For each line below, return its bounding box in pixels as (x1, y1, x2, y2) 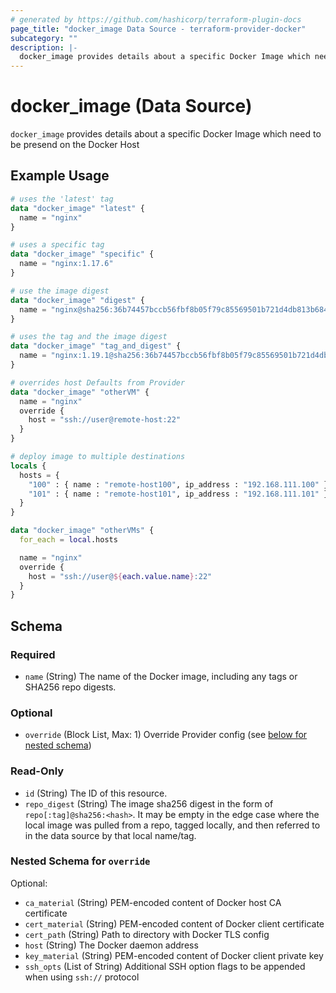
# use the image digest (10, 286, 110, 296)
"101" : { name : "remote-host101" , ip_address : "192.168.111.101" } (28, 489, 329, 499)
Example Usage (10, 167, 110, 185)
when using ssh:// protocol (24, 971, 140, 983)
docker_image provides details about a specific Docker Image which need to (10, 128, 322, 140)
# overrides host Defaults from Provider (10, 377, 186, 388)
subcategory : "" (10, 33, 78, 43)
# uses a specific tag (10, 240, 105, 250)
